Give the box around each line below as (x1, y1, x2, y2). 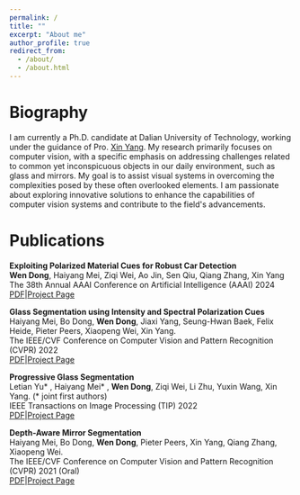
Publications (9, 230, 105, 250)
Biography (9, 103, 88, 122)
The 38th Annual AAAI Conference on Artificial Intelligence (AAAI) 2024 (9, 279, 276, 290)
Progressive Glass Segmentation (9, 371, 135, 382)
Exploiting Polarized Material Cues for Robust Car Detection (9, 260, 237, 271)
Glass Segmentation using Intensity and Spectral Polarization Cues (9, 306, 265, 317)
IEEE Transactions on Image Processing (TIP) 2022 (9, 400, 198, 410)
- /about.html (17, 64, 70, 73)
